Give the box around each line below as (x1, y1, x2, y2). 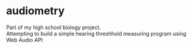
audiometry (6, 4, 65, 18)
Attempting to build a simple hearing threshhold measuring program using (6, 30, 187, 37)
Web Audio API (6, 36, 43, 43)
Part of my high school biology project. (6, 24, 101, 31)
